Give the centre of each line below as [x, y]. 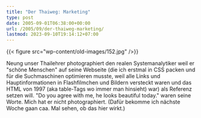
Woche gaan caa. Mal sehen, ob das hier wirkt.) [66, 108]
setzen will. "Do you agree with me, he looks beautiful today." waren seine [99, 96]
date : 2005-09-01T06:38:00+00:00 [48, 23]
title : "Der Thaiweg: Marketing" [48, 12]
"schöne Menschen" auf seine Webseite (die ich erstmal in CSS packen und [101, 70]
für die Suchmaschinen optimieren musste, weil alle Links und [83, 76]
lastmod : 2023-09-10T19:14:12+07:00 [52, 34]
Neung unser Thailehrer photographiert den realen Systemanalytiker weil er [100, 64]
